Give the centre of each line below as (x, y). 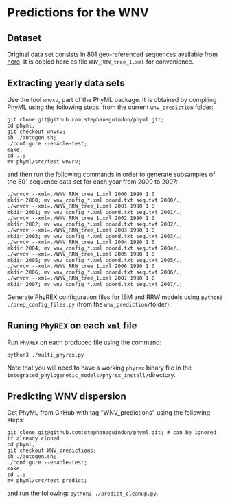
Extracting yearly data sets (66, 83)
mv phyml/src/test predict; (47, 481)
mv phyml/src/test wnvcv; (44, 161)
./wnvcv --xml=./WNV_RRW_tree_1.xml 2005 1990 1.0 (81, 254)
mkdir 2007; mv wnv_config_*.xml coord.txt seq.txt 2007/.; (95, 284)
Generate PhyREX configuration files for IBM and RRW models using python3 (115, 297)
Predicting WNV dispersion (67, 397)
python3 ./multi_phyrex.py (46, 355)
